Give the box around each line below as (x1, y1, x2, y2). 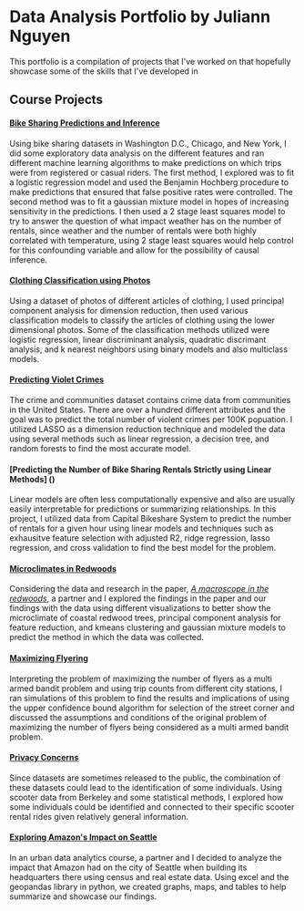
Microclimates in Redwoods (9, 563, 117, 574)
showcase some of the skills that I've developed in (9, 66, 198, 77)
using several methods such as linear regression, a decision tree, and (9, 433, 270, 444)
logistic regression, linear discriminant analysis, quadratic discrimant (9, 334, 267, 345)
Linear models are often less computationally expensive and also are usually (9, 494, 296, 505)
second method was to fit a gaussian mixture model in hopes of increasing (9, 196, 289, 207)
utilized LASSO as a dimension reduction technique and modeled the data (9, 423, 286, 434)
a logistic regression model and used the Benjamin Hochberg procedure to (9, 176, 289, 188)
